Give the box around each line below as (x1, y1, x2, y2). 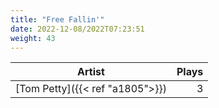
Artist (77, 65, 105, 79)
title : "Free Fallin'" (10, 14, 105, 25)
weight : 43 (10, 33, 56, 43)
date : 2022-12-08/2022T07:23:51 (10, 24, 145, 34)
